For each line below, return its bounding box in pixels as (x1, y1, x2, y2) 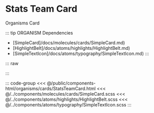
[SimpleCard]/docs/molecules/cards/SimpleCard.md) (12, 39, 125, 46)
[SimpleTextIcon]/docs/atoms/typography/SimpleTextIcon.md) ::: (12, 50, 149, 56)
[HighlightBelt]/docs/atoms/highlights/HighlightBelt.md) (12, 45, 130, 51)
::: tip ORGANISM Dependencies (5, 30, 73, 36)
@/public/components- (47, 80, 96, 86)
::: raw (5, 60, 19, 66)
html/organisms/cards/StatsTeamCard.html (5, 85, 96, 92)
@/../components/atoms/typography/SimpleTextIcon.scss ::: (5, 101, 131, 107)
